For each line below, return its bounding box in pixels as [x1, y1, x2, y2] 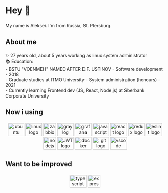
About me [5, 38, 37, 46]
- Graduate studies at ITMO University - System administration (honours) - [5, 77, 160, 83]
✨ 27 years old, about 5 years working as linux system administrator [5, 53, 148, 59]
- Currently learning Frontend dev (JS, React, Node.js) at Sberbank [5, 87, 145, 93]
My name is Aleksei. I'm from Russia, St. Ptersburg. [5, 23, 112, 29]
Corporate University [5, 93, 49, 99]
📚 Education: [5, 58, 34, 65]
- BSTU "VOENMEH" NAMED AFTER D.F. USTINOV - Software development [5, 66, 163, 72]
